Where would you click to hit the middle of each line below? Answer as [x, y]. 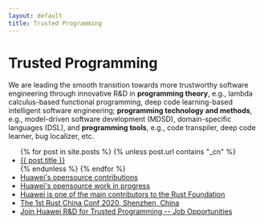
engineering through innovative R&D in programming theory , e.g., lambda [130, 94]
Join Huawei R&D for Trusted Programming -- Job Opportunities [126, 212]
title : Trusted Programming [55, 23]
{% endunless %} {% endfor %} [73, 169]
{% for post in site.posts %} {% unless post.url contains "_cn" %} [128, 152]
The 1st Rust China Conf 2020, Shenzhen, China [100, 203]
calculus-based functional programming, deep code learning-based [120, 102]
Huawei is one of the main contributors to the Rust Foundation [122, 194]
